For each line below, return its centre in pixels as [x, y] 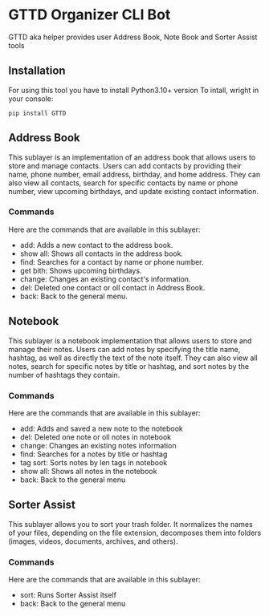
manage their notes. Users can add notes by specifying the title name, [124, 349]
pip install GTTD [37, 113]
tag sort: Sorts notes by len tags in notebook [94, 462]
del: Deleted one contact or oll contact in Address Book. [112, 287]
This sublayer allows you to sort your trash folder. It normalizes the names [130, 524]
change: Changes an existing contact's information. [105, 279]
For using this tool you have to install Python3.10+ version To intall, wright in [134, 90]
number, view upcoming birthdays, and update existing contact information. [134, 191]
